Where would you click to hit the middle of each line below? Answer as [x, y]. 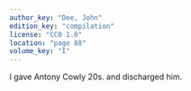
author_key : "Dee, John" [56, 18]
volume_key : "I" [40, 51]
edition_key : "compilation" [62, 26]
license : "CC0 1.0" [46, 34]
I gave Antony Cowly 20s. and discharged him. [96, 77]
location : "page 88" [48, 43]
